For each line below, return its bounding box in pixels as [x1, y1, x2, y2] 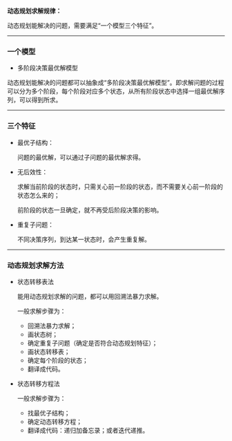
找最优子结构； [27, 409, 70, 417]
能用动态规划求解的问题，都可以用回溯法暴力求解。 [17, 292, 163, 300]
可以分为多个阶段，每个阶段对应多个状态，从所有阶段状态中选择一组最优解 [7, 87, 219, 95]
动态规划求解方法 [7, 261, 64, 270]
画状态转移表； [27, 347, 70, 355]
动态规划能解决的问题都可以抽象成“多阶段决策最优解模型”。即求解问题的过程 [7, 79, 224, 87]
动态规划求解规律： [7, 7, 62, 15]
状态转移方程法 [17, 379, 60, 388]
